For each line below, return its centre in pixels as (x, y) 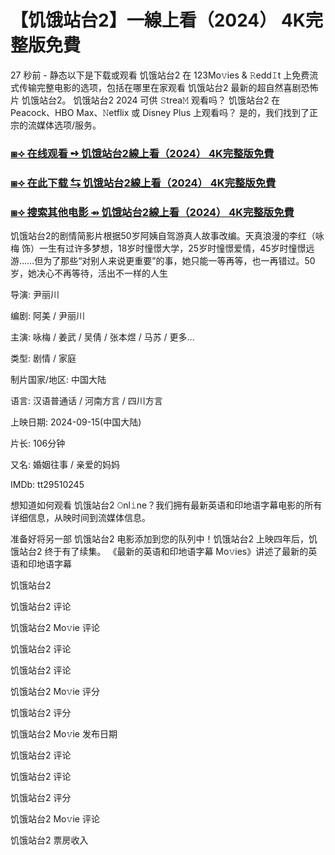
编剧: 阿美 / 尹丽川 (47, 316)
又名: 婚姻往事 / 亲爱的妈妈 (65, 465)
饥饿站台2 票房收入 (49, 840)
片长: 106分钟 (38, 443)
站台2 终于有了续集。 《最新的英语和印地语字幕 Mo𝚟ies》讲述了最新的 (163, 552)
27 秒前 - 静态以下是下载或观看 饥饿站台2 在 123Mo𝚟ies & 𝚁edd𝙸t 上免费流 (164, 75)
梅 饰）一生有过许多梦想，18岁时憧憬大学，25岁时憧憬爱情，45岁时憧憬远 (162, 248)
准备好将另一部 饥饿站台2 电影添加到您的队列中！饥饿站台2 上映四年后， (159, 539)
